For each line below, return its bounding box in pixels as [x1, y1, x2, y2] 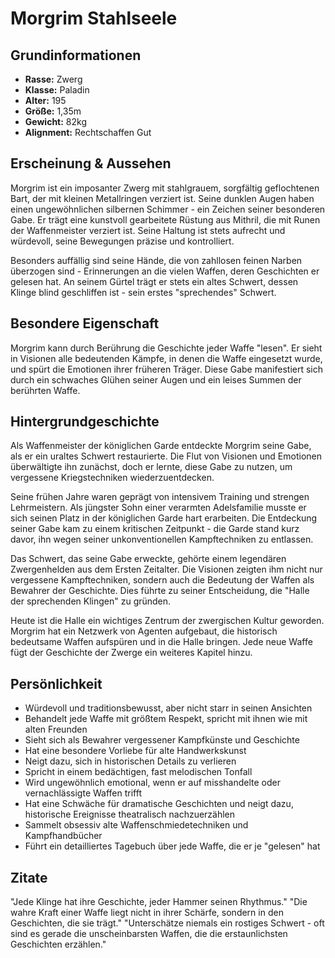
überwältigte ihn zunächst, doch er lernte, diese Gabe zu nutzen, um [10, 461, 293, 473]
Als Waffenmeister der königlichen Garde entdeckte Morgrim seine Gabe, [10, 440, 312, 452]
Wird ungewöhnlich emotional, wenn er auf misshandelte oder [24, 777, 281, 789]
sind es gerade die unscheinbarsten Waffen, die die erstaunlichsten [10, 928, 288, 940]
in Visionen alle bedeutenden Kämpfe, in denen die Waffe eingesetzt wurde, [10, 352, 323, 364]
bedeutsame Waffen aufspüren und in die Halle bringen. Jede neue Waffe [10, 636, 313, 648]
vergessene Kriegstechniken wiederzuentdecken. [10, 472, 215, 484]
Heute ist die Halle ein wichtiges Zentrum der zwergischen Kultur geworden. [10, 615, 325, 627]
